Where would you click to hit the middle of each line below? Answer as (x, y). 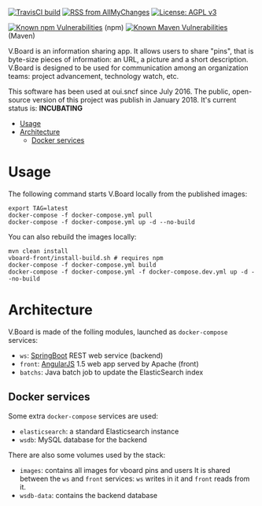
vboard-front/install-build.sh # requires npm (86, 258)
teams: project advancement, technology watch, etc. (94, 76)
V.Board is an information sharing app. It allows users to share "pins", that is (131, 51)
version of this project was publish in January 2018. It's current (135, 100)
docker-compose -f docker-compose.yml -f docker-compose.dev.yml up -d (128, 272)
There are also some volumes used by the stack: (87, 455)
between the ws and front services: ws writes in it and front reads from (135, 478)
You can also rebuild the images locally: (72, 236)
